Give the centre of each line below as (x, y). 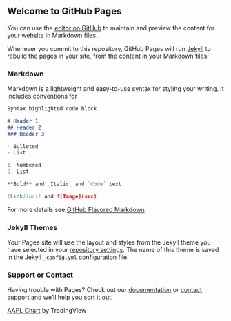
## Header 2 (24, 127)
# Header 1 (23, 121)
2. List (18, 172)
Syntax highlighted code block (52, 109)
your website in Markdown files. (52, 35)
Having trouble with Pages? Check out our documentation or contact (104, 290)
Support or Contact (40, 275)
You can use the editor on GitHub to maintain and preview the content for (111, 28)
